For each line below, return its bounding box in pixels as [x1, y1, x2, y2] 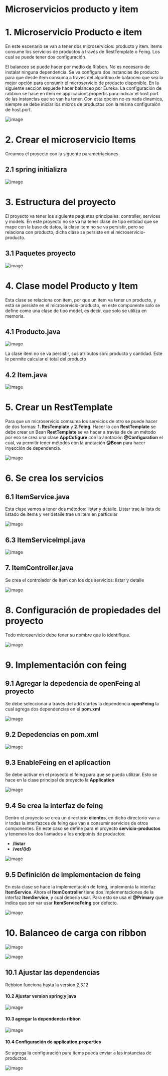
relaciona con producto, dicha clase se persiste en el [5, 229, 114, 235]
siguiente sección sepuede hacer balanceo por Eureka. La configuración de [5, 85, 162, 91]
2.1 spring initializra [5, 165, 67, 174]
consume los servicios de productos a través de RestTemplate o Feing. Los [5, 49, 160, 55]
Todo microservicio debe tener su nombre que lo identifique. [5, 632, 130, 638]
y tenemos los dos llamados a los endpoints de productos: [5, 831, 126, 837]
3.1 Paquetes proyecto [5, 249, 76, 258]
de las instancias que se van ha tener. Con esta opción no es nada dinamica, [5, 96, 163, 102]
